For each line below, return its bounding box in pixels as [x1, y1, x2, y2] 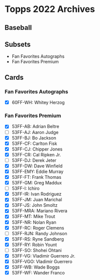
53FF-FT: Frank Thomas [11, 174, 61, 180]
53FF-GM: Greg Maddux [11, 180, 62, 186]
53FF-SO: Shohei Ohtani [11, 247, 62, 253]
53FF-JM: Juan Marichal [11, 197, 62, 203]
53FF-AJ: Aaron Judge [11, 129, 59, 135]
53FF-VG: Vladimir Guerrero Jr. [11, 253, 75, 259]
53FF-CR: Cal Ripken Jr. [11, 151, 61, 157]
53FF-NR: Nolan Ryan [11, 219, 56, 225]
